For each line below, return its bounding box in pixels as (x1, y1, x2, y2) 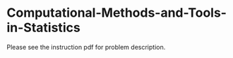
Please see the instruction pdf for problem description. (6, 43, 166, 51)
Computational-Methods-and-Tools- (6, 5, 227, 21)
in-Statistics (6, 20, 80, 36)
